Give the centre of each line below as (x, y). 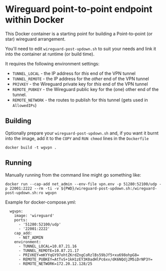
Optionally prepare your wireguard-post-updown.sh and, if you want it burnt (82, 133)
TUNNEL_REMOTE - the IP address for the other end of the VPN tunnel (81, 78)
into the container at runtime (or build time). (50, 54)
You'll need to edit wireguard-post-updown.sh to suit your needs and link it (81, 48)
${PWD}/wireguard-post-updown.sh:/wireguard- (109, 188)
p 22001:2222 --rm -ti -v (32, 188)
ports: (21, 220)
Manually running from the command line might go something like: (73, 175)
